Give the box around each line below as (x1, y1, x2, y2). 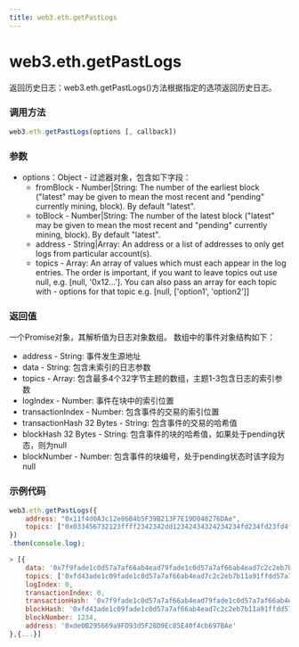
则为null (37, 440, 68, 451)
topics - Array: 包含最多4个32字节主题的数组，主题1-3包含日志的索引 (21, 373, 276, 384)
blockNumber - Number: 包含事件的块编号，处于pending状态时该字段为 (21, 451, 285, 462)
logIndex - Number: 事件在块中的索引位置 (21, 396, 174, 406)
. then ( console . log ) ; (9, 539, 86, 548)
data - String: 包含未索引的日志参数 (21, 362, 151, 373)
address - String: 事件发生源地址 (21, 351, 141, 362)
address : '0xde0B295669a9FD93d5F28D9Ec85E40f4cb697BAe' (25, 621, 238, 630)
